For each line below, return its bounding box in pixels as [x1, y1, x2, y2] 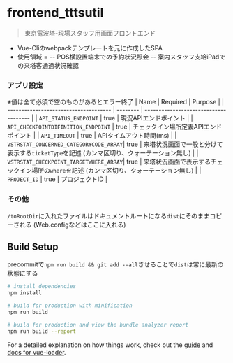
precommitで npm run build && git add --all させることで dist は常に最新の [7, 260, 224, 269]
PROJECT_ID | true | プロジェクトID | [7, 175, 108, 183]
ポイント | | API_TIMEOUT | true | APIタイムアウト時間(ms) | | [7, 131, 177, 140]
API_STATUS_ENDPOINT [38, 115, 99, 122]
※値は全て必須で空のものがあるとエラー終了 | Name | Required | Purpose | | [7, 98, 225, 106]
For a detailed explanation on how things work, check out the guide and [7, 341, 213, 349]
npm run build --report [7, 327, 77, 335]
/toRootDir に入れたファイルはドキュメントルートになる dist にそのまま [7, 211, 210, 220]
